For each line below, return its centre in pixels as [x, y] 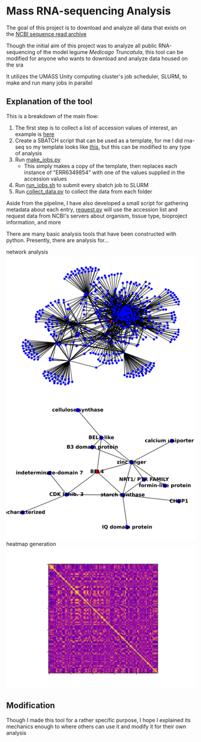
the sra [15, 65]
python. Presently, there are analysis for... [58, 240]
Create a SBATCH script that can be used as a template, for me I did [99, 140]
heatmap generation [31, 543]
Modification [31, 706]
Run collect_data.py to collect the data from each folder [83, 191]
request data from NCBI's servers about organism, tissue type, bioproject [97, 216]
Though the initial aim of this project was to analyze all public [82, 46]
